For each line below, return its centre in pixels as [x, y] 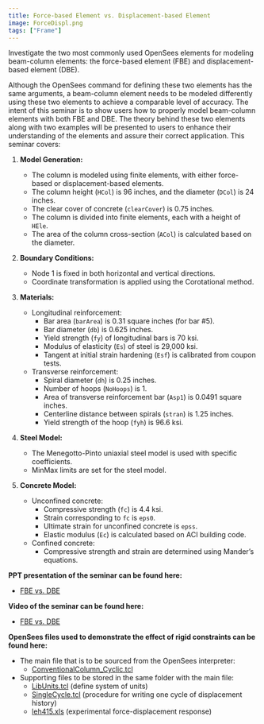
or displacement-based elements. [109, 184]
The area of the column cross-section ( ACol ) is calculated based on [142, 234]
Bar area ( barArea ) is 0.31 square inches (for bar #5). [129, 321]
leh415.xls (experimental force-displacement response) [122, 711]
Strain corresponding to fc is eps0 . [99, 518]
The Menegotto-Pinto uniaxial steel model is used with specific [134, 453]
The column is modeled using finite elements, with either [124, 175]
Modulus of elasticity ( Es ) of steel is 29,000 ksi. [121, 347]
